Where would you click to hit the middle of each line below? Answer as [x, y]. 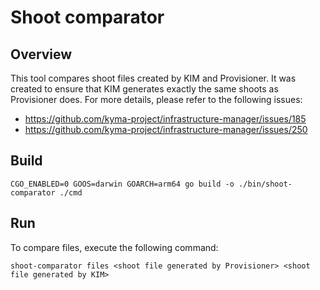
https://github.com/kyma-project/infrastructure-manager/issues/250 [166, 129]
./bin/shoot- [265, 184]
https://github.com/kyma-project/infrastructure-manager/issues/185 [165, 119]
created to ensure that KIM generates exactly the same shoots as [144, 89]
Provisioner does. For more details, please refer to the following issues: [156, 99]
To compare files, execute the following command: [114, 247]
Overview [41, 54]
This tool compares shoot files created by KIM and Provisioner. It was [153, 78]
